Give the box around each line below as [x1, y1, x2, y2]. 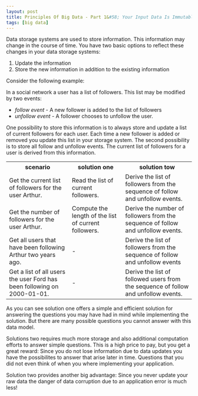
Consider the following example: [6, 77, 85, 84]
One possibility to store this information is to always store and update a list [6, 124, 187, 131]
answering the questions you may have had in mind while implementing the [6, 311, 189, 318]
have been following [9, 243, 65, 252]
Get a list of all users [9, 268, 66, 276]
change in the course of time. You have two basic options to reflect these [6, 42, 184, 49]
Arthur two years [9, 251, 56, 259]
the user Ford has [9, 275, 58, 283]
